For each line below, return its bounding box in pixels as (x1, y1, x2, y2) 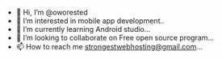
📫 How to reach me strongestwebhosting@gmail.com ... (15, 42, 203, 51)
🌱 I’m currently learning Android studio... (15, 25, 151, 33)
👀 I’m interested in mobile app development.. (15, 16, 165, 26)
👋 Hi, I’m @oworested (15, 8, 89, 17)
